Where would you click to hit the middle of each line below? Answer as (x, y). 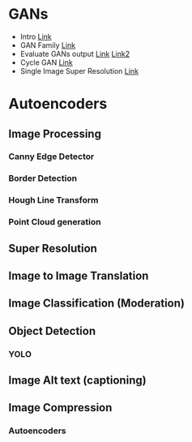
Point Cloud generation (55, 222)
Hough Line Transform (53, 200)
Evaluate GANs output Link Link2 (75, 54)
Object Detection (52, 330)
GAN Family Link (48, 45)
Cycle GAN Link (46, 62)
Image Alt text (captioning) (78, 381)
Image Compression (60, 408)
